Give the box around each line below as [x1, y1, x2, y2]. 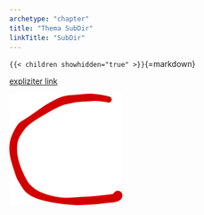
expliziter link [9, 76, 58, 87]
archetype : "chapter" [9, 14, 90, 23]
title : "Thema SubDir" [9, 23, 94, 33]
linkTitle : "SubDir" [9, 33, 86, 42]
